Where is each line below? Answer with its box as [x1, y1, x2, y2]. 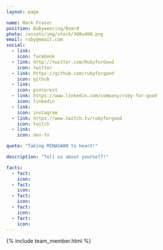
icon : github [17, 76, 50, 82]
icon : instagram [17, 109, 58, 115]
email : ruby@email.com [6, 37, 63, 43]
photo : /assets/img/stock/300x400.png [6, 31, 103, 37]
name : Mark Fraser [6, 19, 52, 26]
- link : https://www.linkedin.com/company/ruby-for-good [11, 93, 158, 99]
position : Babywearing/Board [6, 25, 79, 31]
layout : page [6, 8, 39, 15]
